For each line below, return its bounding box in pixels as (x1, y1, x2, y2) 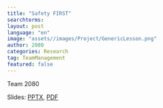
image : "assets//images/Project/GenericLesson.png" (7, 36, 157, 42)
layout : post (7, 23, 44, 29)
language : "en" (7, 29, 50, 36)
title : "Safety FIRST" (7, 10, 72, 17)
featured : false (7, 61, 53, 68)
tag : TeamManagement (7, 55, 66, 62)
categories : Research (7, 49, 69, 55)
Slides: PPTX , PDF (7, 93, 59, 101)
